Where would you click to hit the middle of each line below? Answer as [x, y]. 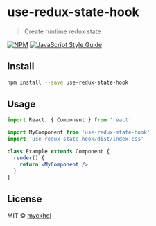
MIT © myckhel [29, 216]
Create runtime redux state [63, 31]
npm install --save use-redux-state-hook [68, 82]
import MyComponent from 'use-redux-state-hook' [79, 132]
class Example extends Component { [59, 152]
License [25, 199]
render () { [29, 158]
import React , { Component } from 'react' [69, 120]
